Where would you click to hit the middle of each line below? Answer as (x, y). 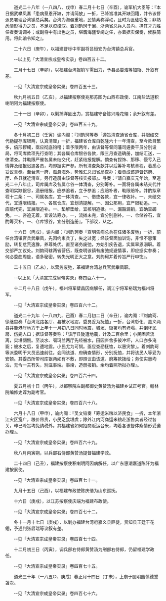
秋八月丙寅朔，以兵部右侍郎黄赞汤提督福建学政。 (63, 453)
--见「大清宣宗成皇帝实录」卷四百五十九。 (57, 124)
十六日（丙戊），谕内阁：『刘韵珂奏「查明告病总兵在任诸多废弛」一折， (85, 232)
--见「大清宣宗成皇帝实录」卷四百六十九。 (57, 442)
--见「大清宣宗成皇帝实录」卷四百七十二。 (57, 512)
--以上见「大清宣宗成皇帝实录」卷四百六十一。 (61, 278)
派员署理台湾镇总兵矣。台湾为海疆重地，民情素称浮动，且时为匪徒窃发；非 (81, 20)
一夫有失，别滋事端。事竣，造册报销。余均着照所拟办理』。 (82, 365)
